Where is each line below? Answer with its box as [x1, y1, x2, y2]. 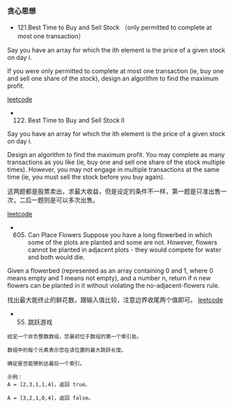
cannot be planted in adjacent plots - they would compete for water [27, 245, 221, 254]
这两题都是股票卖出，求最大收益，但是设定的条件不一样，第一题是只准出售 [7, 187, 221, 196]
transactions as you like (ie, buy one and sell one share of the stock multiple [7, 158, 225, 167]
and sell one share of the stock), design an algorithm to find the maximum [7, 75, 219, 83]
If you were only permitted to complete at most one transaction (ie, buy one [7, 67, 224, 75]
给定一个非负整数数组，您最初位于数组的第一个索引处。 [7, 333, 143, 340]
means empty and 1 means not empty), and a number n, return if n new [7, 274, 211, 282]
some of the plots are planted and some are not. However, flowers [27, 239, 218, 247]
